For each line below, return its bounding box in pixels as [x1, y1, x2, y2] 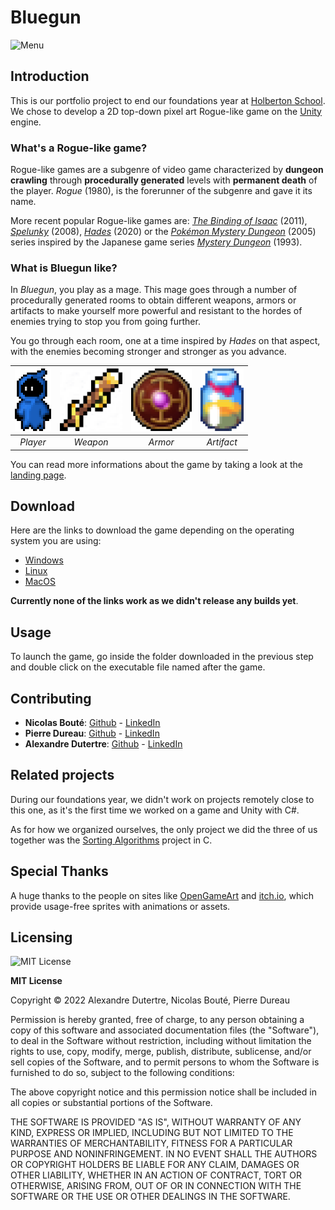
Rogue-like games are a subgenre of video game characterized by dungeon [10, 164, 324, 176]
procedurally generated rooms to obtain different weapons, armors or [10, 294, 297, 306]
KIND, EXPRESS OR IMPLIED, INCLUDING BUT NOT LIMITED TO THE [10, 1127, 294, 1139]
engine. [10, 116, 42, 128]
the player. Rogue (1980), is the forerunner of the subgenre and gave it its [10, 185, 313, 197]
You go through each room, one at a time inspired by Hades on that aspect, [10, 335, 321, 347]
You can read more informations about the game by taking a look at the [10, 458, 304, 470]
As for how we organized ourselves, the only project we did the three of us [10, 823, 318, 835]
